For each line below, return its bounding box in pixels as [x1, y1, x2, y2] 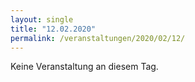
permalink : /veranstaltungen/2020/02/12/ [10, 33, 186, 43]
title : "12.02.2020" [10, 24, 97, 34]
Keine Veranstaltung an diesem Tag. [10, 61, 159, 73]
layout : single [10, 14, 74, 25]
